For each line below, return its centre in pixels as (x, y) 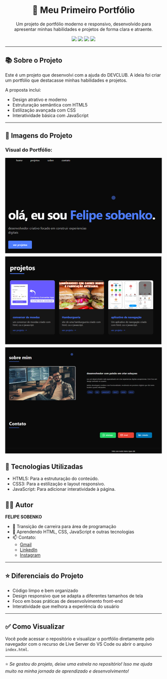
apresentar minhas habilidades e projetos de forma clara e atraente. (83, 29)
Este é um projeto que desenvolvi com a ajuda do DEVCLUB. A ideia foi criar (83, 75)
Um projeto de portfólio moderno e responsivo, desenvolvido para (83, 24)
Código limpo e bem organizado (45, 590)
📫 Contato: (24, 538)
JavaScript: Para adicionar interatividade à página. (64, 489)
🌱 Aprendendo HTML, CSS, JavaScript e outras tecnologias (73, 532)
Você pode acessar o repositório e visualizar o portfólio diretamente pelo (80, 639)
